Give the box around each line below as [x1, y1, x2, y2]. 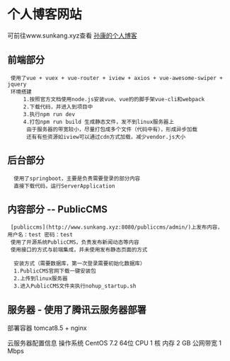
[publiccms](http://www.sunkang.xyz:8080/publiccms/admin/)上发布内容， [10, 224, 223, 231]
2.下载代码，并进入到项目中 [23, 103, 93, 110]
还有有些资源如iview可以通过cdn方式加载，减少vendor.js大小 [25, 133, 186, 140]
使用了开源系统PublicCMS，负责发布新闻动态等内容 [10, 239, 139, 246]
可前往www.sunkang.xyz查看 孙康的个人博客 [7, 31, 137, 40]
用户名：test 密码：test [7, 231, 73, 239]
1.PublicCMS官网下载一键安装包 [13, 268, 97, 275]
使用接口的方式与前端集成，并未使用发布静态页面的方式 [10, 246, 148, 253]
